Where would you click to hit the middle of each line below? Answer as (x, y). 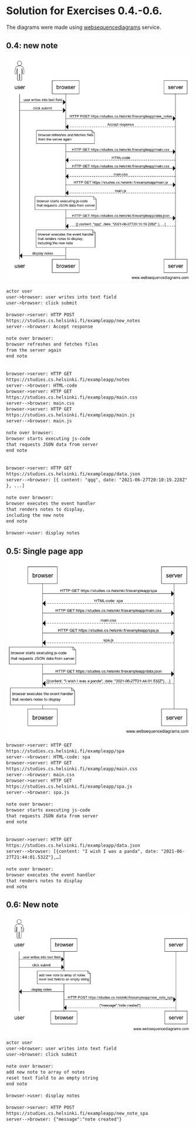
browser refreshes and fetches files (52, 344)
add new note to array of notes (45, 1072)
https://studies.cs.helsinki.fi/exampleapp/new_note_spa (77, 1114)
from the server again (34, 350)
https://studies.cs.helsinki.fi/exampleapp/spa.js (69, 786)
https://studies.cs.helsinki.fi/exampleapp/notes (68, 380)
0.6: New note (32, 904)
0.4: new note (32, 46)
